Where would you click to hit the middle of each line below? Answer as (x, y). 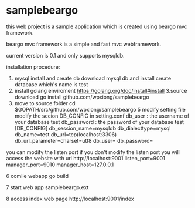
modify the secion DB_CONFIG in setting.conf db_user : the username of (102, 116)
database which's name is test (51, 84)
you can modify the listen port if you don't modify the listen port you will (93, 152)
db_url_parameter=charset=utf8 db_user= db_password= (84, 140)
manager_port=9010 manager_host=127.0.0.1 (60, 165)
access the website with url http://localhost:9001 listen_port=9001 (85, 158)
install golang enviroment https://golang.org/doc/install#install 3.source (101, 90)
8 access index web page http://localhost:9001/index (70, 199)
